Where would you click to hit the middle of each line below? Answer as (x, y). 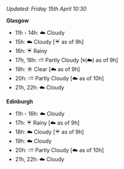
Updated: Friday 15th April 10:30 (46, 9)
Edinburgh (20, 102)
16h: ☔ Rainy (31, 51)
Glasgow (18, 20)
